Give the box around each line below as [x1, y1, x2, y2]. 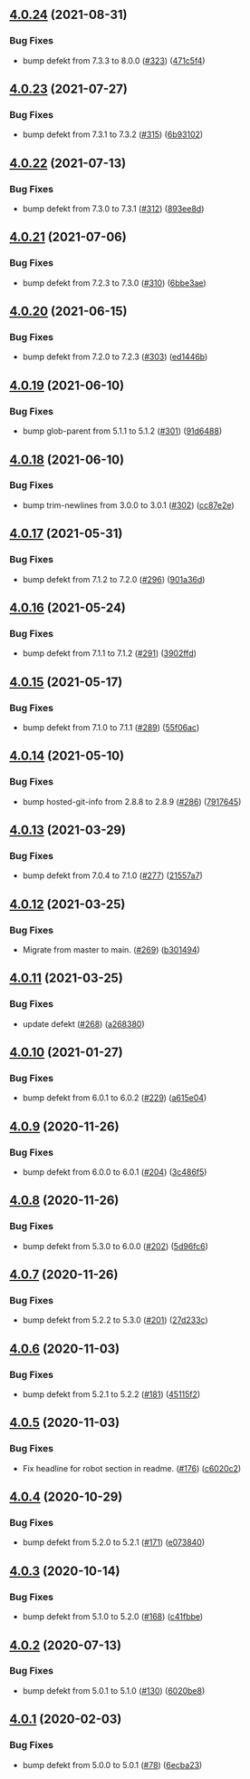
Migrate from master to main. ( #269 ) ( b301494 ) [22, 943, 201, 955]
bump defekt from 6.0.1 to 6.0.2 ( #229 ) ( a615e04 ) [22, 1092, 207, 1103]
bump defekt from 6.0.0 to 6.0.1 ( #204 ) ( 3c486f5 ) [22, 1167, 207, 1178]
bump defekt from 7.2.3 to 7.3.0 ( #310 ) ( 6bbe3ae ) [22, 277, 207, 288]
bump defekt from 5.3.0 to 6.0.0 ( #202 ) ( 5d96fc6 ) [22, 1240, 208, 1251]
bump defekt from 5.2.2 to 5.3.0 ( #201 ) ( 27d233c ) [22, 1315, 208, 1325]
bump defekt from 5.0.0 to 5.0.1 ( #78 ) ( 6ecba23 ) [22, 1759, 203, 1770]
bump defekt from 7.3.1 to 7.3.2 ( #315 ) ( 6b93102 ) [22, 129, 204, 140]
